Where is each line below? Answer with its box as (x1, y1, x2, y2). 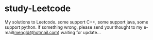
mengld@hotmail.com (14, 29, 58, 35)
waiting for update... (60, 29, 101, 35)
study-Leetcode (4, 3, 71, 14)
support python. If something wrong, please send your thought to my (4, 24, 143, 30)
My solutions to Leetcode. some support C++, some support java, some (4, 19, 149, 25)
